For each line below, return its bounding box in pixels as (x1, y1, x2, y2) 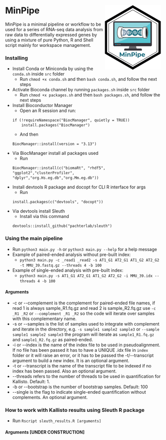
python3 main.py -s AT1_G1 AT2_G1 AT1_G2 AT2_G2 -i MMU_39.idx (19, 273, 153, 278)
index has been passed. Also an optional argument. (12, 368, 117, 374)
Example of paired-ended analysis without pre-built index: (12, 252, 131, 257)
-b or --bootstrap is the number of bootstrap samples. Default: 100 (12, 384, 148, 390)
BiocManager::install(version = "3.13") (12, 142, 97, 147)
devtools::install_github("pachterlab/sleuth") (12, 223, 112, 229)
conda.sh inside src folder (12, 71, 65, 77)
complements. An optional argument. (12, 394, 88, 400)
